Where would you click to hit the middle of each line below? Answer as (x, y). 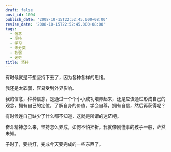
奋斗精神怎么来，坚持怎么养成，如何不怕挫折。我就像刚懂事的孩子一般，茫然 (85, 127)
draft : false (19, 10)
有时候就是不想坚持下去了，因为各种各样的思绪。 (56, 78)
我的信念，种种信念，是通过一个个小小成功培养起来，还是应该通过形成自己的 (85, 99)
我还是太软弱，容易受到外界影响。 (41, 88)
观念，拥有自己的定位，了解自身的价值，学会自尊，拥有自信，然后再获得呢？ (85, 106)
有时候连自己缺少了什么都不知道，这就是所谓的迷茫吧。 (63, 116)
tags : (11, 29)
